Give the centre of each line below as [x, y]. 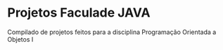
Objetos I [20, 39]
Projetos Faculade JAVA [79, 13]
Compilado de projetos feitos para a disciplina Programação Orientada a [112, 32]
